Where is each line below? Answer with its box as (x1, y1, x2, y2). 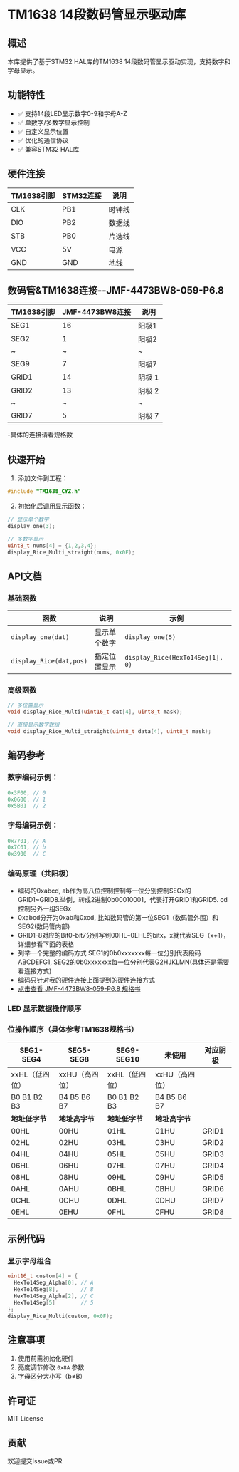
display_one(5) (124, 633, 176, 641)
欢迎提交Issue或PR (7, 1456, 63, 1465)
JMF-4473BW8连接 (61, 307, 132, 317)
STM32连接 (61, 190, 102, 200)
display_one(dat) (11, 633, 70, 641)
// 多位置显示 (7, 702, 44, 709)
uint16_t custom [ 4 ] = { (7, 1273, 78, 1280)
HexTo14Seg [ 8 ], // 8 (14, 1286, 94, 1293)
